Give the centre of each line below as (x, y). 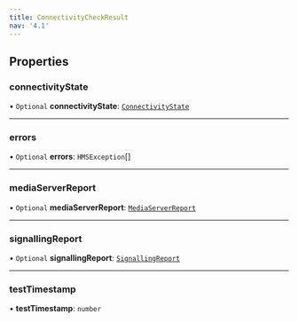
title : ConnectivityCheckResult (69, 17)
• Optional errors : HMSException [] (70, 157)
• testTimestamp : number (55, 309)
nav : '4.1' (29, 26)
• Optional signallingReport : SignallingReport (94, 258)
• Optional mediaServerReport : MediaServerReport (103, 207)
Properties (39, 62)
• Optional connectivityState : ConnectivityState (99, 106)
